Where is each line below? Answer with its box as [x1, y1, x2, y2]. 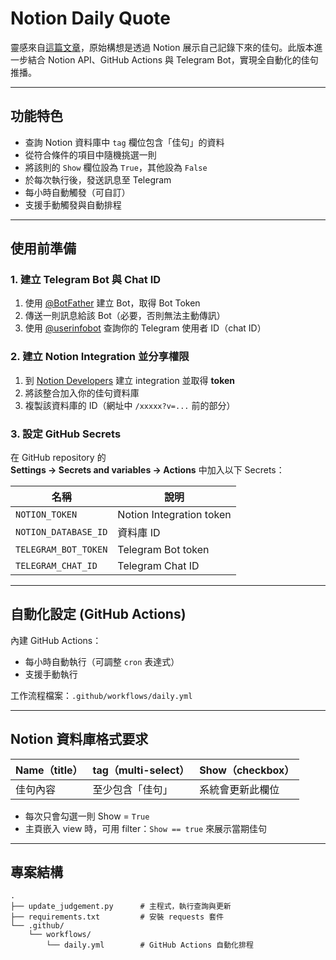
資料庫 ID [117, 526, 161, 540]
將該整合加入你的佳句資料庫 [24, 387, 140, 399]
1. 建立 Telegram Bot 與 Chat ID [10, 273, 162, 287]
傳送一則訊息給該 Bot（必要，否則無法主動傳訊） [24, 310, 226, 322]
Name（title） [15, 763, 83, 777]
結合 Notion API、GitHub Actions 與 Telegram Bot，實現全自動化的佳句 [27, 53, 319, 66]
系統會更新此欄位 [199, 782, 280, 796]
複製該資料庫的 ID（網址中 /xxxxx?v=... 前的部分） [24, 399, 236, 411]
